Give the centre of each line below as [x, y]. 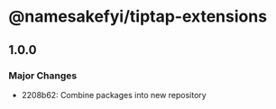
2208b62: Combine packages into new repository [114, 95]
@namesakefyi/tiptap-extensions [138, 17]
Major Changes [43, 76]
